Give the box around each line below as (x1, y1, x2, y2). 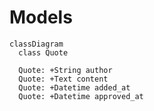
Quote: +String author (18, 65, 113, 75)
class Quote (18, 47, 69, 58)
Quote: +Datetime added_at (18, 82, 131, 93)
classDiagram (9, 39, 64, 49)
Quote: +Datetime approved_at (18, 91, 144, 101)
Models (9, 6, 73, 29)
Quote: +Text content (18, 74, 109, 84)
